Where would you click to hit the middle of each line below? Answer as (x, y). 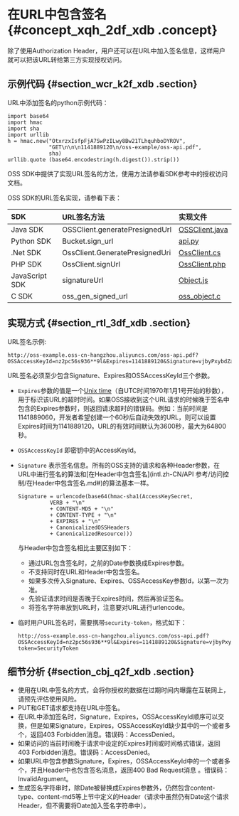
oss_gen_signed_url (95, 296)
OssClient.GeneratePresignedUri (117, 252)
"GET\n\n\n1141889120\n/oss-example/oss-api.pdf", (125, 147)
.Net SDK (26, 252)
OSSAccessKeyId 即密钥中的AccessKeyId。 (79, 450)
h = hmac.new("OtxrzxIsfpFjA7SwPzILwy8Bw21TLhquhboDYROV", (97, 141)
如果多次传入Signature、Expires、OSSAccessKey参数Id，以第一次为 (128, 581)
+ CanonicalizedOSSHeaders (90, 527)
